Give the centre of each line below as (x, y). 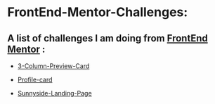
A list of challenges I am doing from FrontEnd (108, 38)
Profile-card (35, 79)
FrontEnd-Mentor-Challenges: (98, 12)
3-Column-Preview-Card (53, 66)
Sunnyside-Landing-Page (55, 93)
